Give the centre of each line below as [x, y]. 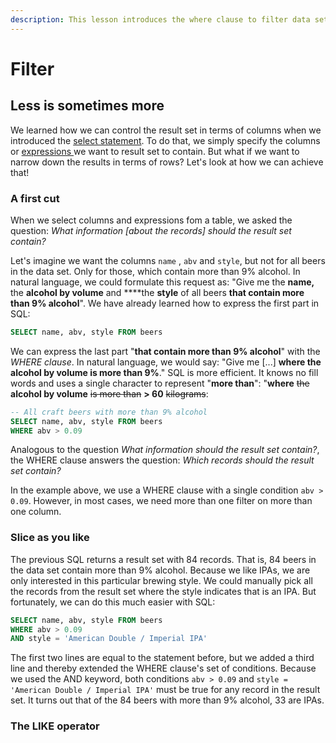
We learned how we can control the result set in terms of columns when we [166, 130]
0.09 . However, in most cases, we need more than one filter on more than [161, 501]
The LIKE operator [55, 726]
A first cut [35, 198]
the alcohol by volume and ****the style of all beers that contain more [157, 292]
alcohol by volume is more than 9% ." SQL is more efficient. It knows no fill [164, 372]
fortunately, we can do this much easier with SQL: [113, 602]
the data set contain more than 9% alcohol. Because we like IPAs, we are [160, 570]
